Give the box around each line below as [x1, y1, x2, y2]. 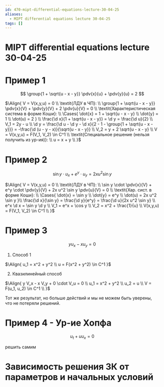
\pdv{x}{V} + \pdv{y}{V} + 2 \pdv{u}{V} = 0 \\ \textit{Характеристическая [5, 106, 156, 112]
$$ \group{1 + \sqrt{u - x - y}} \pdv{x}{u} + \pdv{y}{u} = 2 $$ [20, 91, 144, 97]
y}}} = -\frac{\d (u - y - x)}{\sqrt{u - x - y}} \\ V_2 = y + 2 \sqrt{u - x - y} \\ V [5, 126, 158, 132]
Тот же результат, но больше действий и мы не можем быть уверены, [5, 295, 152, 301]
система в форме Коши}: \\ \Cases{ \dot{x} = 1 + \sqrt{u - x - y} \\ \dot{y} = [5, 111, 159, 117]
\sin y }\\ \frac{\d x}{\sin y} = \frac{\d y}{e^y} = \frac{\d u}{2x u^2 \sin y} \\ [5, 197, 156, 203]
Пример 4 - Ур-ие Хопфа [5, 317, 112, 328]
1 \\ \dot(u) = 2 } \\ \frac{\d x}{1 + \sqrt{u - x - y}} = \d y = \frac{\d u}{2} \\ [5, 116, 153, 122]
